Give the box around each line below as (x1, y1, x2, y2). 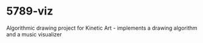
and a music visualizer (6, 30, 62, 38)
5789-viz (6, 4, 53, 18)
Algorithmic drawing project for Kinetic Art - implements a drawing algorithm (6, 24, 198, 31)
